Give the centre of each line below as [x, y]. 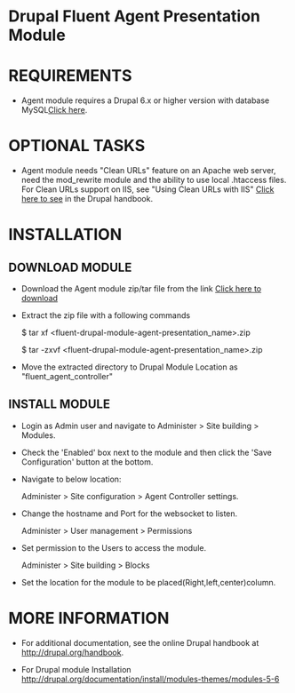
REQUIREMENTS [70, 76]
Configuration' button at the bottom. [87, 462]
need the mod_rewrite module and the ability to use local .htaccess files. [154, 180]
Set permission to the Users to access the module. [113, 547]
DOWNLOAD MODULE [70, 267]
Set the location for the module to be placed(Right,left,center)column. [148, 582]
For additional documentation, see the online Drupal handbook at [140, 642]
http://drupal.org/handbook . [72, 652]
